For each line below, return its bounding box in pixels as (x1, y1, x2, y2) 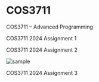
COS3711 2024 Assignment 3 (6, 69, 78, 76)
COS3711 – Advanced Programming (6, 23, 94, 30)
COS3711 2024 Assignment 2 (6, 46, 78, 53)
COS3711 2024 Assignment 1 (6, 34, 77, 42)
